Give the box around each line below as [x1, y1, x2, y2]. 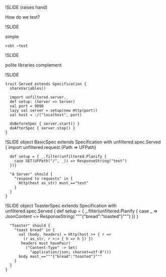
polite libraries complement [5, 62, 62, 68]
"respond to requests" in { [14, 176, 73, 181]
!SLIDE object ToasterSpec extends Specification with [5, 203, 117, 208]
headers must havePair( [21, 241, 71, 246]
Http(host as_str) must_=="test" [18, 181, 89, 186]
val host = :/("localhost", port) [10, 113, 82, 118]
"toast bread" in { [14, 228, 55, 233]
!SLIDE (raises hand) [5, 5, 48, 10]
